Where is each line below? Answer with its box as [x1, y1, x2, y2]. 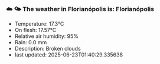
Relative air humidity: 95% [14, 33, 79, 40]
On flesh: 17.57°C [14, 27, 57, 34]
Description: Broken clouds [14, 45, 81, 52]
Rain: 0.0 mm [14, 39, 47, 46]
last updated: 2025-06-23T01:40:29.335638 [14, 51, 123, 58]
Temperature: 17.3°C [14, 20, 64, 27]
